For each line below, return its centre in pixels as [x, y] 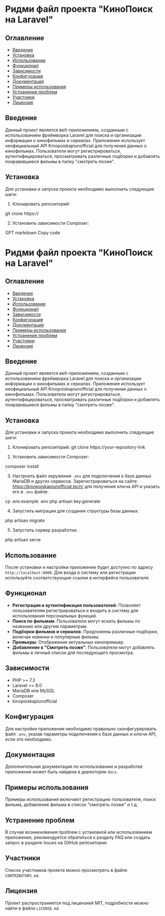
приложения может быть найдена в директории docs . [62, 772]
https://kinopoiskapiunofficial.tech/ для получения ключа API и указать [86, 487]
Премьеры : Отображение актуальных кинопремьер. [68, 642]
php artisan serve [23, 540]
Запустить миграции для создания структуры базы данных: [76, 511]
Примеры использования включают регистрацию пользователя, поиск [81, 799]
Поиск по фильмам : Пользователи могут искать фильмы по [76, 621]
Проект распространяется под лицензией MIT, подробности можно [77, 903]
